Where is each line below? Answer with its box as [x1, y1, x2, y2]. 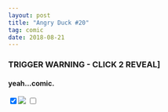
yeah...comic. [8, 78, 55, 88]
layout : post [8, 11, 51, 20]
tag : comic [8, 26, 44, 34]
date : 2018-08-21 [8, 33, 65, 42]
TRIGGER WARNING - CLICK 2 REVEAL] [8, 60, 161, 70]
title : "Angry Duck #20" [8, 19, 89, 27]
